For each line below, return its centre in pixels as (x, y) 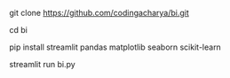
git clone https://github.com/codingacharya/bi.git (99, 13)
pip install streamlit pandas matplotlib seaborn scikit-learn (115, 47)
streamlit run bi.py (42, 64)
